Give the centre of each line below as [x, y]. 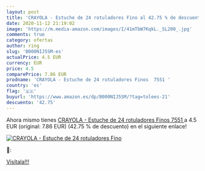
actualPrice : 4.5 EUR [34, 57]
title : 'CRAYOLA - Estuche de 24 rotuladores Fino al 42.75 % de [91, 18]
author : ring [23, 46]
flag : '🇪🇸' [21, 91]
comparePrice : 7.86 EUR [37, 74]
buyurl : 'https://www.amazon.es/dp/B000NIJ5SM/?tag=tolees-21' [88, 97]
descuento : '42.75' [31, 102]
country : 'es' [24, 86]
